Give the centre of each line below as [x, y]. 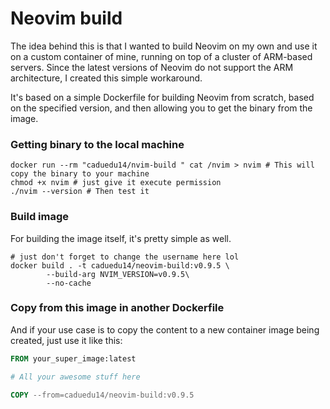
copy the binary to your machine [80, 174]
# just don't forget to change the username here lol [125, 257]
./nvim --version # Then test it [80, 192]
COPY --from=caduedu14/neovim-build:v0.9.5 [102, 395]
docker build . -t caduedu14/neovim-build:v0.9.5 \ [120, 265]
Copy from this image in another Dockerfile [117, 308]
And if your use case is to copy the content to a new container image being [165, 329]
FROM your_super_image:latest [73, 358]
